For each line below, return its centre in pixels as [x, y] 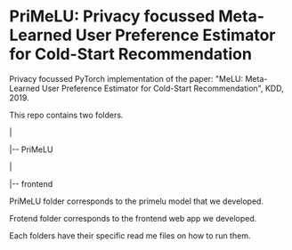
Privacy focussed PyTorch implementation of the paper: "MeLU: [126, 78]
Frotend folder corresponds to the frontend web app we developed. [133, 218]
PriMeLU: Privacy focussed [112, 16]
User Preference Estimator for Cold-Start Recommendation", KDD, [162, 88]
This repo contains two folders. [66, 115]
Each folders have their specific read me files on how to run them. [130, 235]
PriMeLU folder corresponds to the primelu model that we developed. [137, 201]
